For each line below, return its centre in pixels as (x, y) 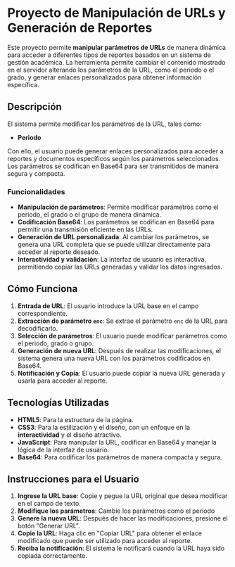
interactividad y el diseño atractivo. (69, 435)
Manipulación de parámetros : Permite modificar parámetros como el (118, 207)
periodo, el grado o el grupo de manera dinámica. (89, 215)
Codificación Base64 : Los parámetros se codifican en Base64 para (116, 222)
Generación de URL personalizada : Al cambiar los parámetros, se (113, 237)
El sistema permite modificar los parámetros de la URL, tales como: (104, 124)
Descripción (34, 107)
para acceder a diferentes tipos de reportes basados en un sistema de (109, 55)
